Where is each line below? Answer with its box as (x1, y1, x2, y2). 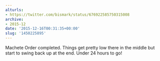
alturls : (5, 7, 24, 13)
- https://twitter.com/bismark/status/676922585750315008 (5, 12, 130, 17)
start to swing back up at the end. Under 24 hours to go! (5, 50, 123, 56)
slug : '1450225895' (5, 31, 46, 36)
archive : (5, 17, 24, 22)
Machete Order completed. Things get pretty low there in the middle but (5, 45, 155, 50)
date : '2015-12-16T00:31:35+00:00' (5, 26, 80, 31)
